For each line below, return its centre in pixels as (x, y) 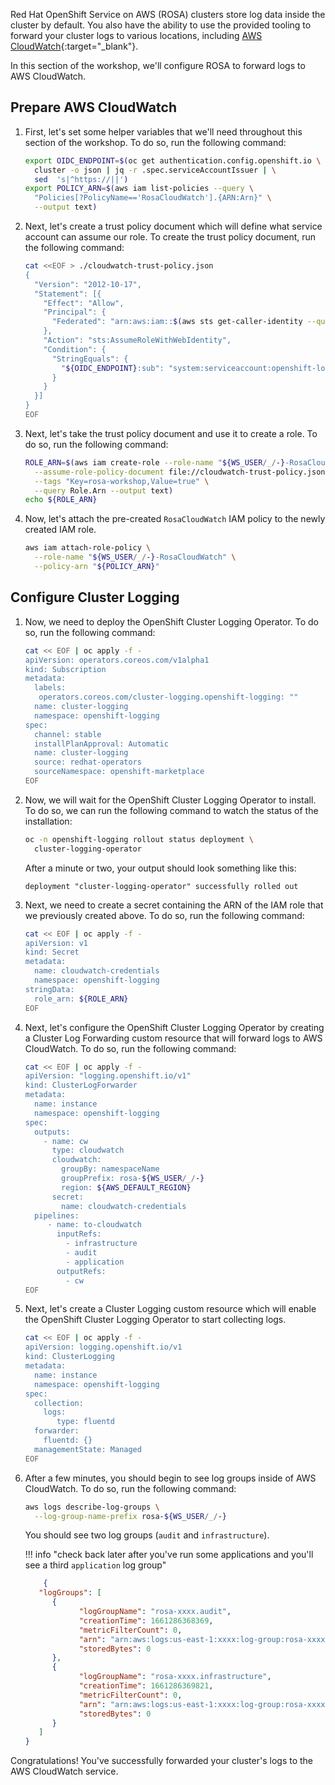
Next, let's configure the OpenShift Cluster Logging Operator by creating (174, 1027)
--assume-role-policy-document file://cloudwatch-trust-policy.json (180, 472)
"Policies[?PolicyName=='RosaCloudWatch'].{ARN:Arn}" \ (153, 198)
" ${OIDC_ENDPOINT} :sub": (113, 368)
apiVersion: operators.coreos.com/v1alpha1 (117, 660)
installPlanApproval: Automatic (101, 744)
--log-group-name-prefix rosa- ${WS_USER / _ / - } (131, 1516)
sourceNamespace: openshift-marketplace (119, 772)
